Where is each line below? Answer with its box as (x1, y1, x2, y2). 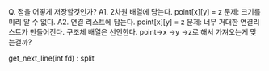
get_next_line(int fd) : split (8, 53, 95, 63)
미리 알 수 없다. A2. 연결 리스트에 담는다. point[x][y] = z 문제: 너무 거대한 (8, 17, 239, 27)
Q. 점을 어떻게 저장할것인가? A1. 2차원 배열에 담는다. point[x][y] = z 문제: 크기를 (8, 7, 261, 16)
